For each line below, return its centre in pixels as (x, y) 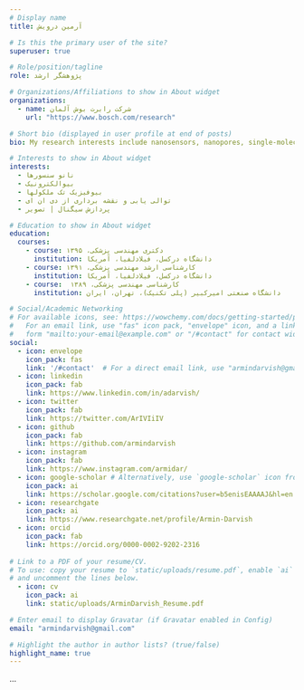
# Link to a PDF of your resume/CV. (78, 561)
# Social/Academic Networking (66, 309)
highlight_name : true (50, 653)
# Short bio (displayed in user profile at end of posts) (121, 134)
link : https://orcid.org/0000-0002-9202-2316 (113, 544)
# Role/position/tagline (56, 67)
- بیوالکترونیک (46, 184)
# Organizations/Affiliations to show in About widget (115, 92)
